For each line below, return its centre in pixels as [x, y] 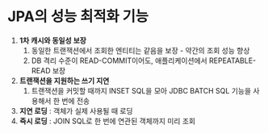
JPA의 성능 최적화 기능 [78, 17]
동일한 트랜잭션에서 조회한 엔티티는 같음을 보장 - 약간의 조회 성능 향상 [140, 50]
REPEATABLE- [232, 60]
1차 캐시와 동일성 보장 [52, 40]
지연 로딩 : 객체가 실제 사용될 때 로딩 [76, 110]
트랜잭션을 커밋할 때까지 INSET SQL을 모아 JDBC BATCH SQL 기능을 [141, 90]
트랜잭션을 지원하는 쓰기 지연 [64, 81]
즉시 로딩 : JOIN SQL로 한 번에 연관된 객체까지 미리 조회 [107, 121]
